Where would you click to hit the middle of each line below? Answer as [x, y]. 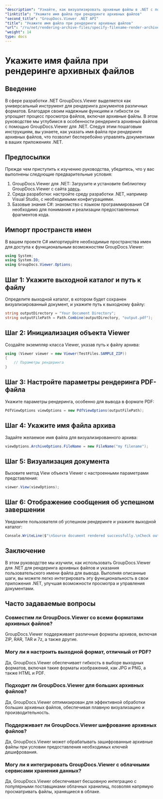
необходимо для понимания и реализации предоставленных [75, 209]
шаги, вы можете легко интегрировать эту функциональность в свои [77, 578]
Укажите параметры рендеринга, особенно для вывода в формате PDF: [80, 401]
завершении [25, 510]
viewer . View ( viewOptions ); [32, 487]
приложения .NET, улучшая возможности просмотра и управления [75, 583]
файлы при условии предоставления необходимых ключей [66, 747]
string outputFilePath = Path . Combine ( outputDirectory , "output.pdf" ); [79, 318]
